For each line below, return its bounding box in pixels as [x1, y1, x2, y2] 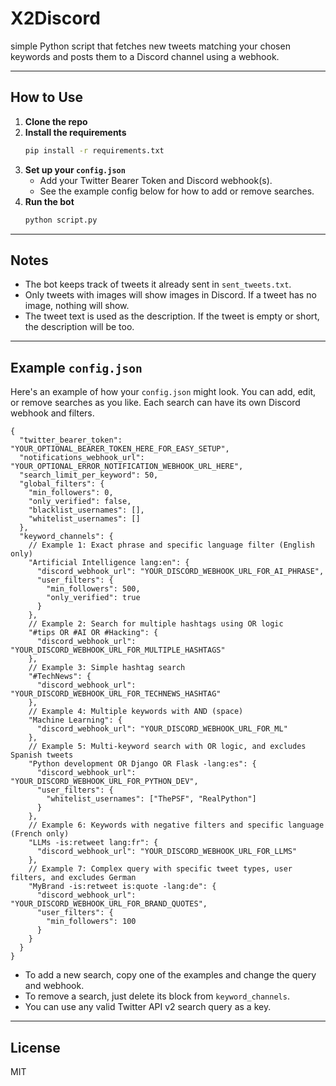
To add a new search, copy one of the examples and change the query [24, 969, 317, 981]
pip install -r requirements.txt [24, 145, 165, 156]
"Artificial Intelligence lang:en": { [28, 558, 190, 568]
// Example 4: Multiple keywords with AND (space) [28, 707, 244, 717]
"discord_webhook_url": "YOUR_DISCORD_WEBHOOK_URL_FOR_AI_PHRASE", [36, 567, 325, 577]
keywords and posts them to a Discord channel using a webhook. [10, 50, 280, 62]
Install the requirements [24, 126, 127, 138]
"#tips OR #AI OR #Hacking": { [28, 628, 159, 638]
